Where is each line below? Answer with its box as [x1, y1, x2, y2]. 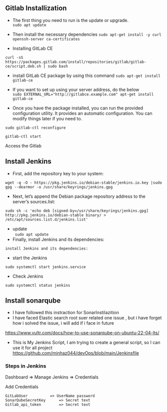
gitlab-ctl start [5, 134, 41, 139]
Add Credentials [5, 384, 38, 390]
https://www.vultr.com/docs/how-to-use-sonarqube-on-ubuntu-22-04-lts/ [5, 330, 159, 336]
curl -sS [5, 55, 23, 60]
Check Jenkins [12, 273, 43, 279]
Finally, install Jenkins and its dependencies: [12, 236, 104, 242]
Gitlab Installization [5, 4, 67, 12]
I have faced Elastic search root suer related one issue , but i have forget [12, 315, 162, 321]
